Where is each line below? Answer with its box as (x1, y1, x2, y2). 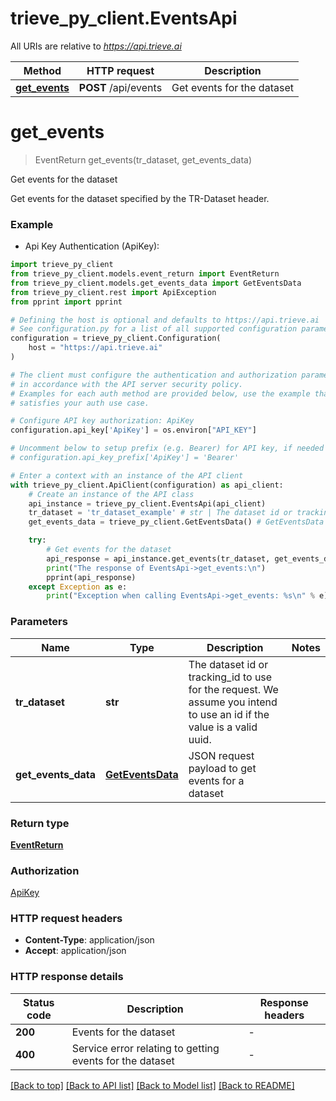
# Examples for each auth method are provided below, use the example (10, 388, 311, 399)
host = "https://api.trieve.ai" (28, 343, 163, 353)
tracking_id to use (188, 670, 273, 684)
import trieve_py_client (10, 260, 114, 270)
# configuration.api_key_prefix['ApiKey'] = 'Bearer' (10, 453, 240, 463)
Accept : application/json (24, 945, 127, 957)
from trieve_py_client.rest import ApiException (10, 287, 217, 297)
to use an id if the (188, 707, 270, 721)
